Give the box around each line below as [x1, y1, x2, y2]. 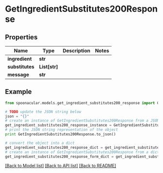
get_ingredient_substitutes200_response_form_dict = [5, 154, 114, 159]
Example [5, 88, 32, 96]
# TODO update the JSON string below [5, 109, 81, 114]
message [7, 71, 29, 78]
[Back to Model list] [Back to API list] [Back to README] [5, 163, 116, 169]
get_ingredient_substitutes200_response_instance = [5, 123, 112, 128]
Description [63, 47, 91, 54]
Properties [5, 33, 38, 41]
